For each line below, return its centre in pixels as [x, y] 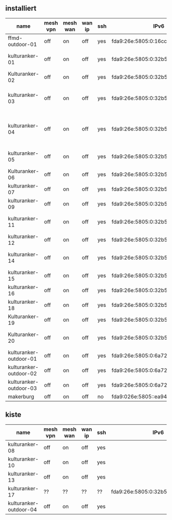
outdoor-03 [23, 388]
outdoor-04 [23, 509]
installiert [21, 8]
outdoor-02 [23, 373]
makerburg [21, 397]
